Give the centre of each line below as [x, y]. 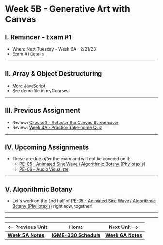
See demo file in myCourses [40, 90]
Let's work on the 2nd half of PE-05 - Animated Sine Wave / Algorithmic [84, 201]
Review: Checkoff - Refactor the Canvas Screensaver [65, 122]
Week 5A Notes [26, 235]
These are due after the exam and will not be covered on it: [71, 159]
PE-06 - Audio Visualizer [44, 169]
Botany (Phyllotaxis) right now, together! [52, 206]
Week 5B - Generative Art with [67, 9]
